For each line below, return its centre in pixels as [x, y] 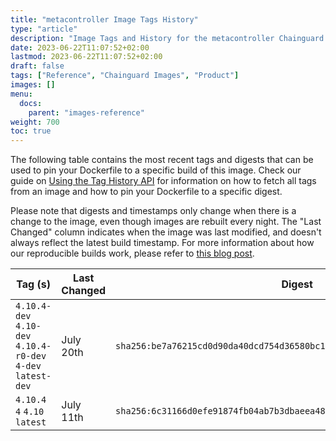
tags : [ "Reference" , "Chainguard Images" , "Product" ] [125, 76]
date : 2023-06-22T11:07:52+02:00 [80, 47]
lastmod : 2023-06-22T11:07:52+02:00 [86, 57]
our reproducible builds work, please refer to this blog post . [132, 253]
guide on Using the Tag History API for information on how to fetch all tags [163, 181]
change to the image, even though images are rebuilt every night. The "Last [166, 222]
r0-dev [31, 356]
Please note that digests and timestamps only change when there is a [153, 211]
